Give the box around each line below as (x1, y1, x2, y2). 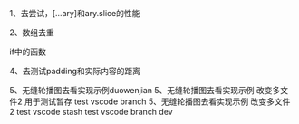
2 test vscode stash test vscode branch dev (9, 107, 174, 117)
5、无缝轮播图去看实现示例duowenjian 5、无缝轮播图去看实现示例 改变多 (9, 85, 281, 95)
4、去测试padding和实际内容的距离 (9, 66, 141, 76)
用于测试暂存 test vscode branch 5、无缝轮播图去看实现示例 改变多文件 (24, 96, 291, 107)
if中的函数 (9, 46, 47, 57)
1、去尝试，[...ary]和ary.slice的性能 (9, 8, 140, 18)
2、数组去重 (9, 27, 54, 38)
